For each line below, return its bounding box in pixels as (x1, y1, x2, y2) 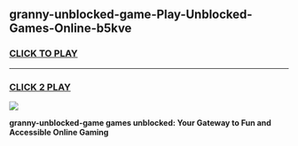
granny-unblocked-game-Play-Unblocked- (9, 7, 253, 22)
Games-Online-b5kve (9, 21, 132, 36)
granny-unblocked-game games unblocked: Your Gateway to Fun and (9, 117, 272, 127)
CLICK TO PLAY (9, 48, 78, 60)
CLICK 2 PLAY (9, 81, 71, 93)
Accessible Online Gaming (9, 127, 109, 137)
